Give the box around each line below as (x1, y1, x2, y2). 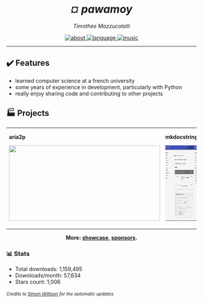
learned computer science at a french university (14, 77, 135, 84)
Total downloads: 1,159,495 (14, 266, 83, 273)
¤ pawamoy (70, 2, 133, 16)
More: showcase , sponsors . (65, 234, 138, 241)
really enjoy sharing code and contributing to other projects (14, 90, 163, 97)
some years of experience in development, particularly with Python (14, 83, 182, 91)
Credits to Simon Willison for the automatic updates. (6, 291, 115, 298)
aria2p (8, 133, 26, 141)
